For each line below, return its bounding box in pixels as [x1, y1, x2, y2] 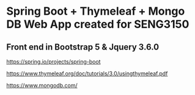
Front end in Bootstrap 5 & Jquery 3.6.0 [6, 42, 160, 52]
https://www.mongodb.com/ [6, 82, 78, 89]
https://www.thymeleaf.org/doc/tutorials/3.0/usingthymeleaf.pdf [6, 70, 168, 77]
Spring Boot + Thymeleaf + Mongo [6, 4, 185, 18]
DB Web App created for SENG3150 [6, 17, 189, 31]
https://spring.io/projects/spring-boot [6, 58, 101, 65]
